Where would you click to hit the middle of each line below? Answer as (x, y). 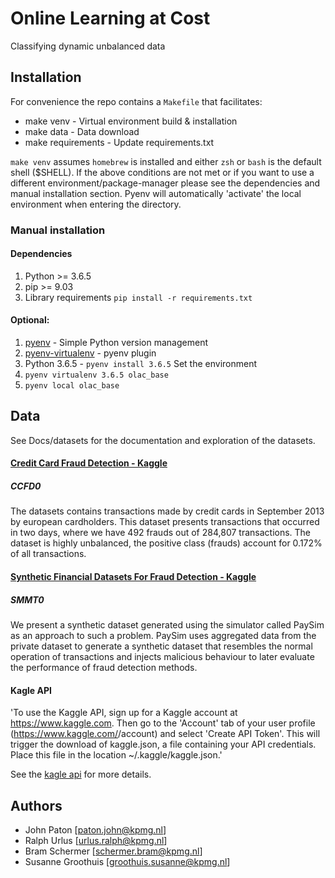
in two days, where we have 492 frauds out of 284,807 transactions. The (161, 533)
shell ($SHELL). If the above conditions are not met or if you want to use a (162, 172)
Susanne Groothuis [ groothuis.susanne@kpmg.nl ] (127, 862)
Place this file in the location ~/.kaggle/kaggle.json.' (116, 755)
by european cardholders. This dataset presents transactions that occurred (165, 522)
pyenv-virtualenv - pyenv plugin (90, 353)
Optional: (30, 320)
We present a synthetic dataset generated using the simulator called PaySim (167, 625)
